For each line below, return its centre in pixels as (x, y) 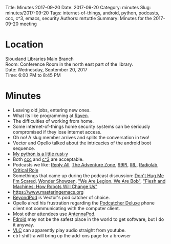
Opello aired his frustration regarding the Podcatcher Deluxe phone (84, 203)
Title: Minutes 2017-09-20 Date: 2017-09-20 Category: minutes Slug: (78, 7)
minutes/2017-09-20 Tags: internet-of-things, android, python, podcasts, (82, 13)
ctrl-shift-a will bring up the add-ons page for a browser (72, 235)
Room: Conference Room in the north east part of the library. (69, 64)
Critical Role (25, 170)
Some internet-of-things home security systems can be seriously (81, 126)
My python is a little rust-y (40, 154)
